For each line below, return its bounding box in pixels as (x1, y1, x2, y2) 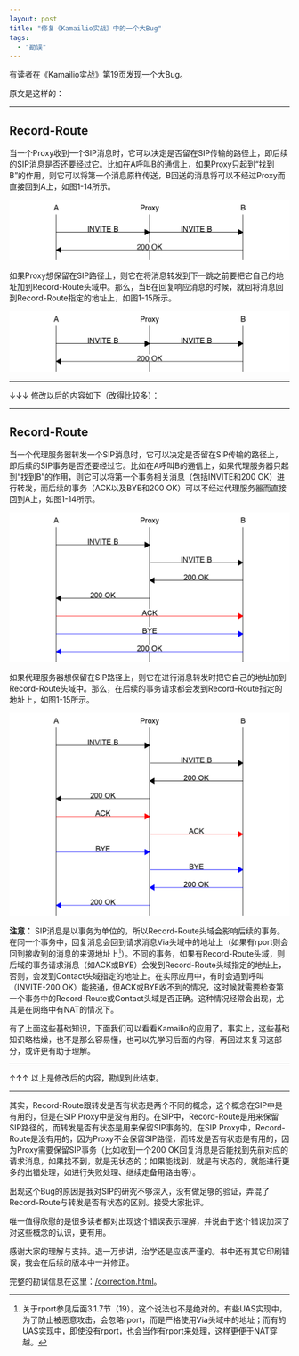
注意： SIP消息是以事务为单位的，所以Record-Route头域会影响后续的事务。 (9, 925, 286, 936)
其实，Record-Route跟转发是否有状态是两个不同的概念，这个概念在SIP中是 (9, 1100, 283, 1111)
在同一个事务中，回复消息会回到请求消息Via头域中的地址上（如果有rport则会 (9, 937, 289, 948)
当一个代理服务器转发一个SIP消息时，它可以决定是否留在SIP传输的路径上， (9, 449, 283, 460)
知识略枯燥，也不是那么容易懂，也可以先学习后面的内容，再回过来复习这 (9, 1034, 274, 1045)
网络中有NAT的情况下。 (32, 1004, 119, 1015)
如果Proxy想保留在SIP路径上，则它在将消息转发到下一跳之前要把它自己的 (9, 270, 277, 281)
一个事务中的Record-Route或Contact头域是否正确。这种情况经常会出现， (9, 993, 277, 1004)
